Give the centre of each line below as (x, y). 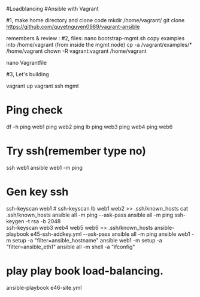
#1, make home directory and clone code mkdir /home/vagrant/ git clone (96, 20)
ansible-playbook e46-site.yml (44, 287)
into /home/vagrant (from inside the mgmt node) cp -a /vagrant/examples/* (99, 45)
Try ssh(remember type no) (76, 151)
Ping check (34, 110)
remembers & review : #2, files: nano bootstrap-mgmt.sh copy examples (96, 38)
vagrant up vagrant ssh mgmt (43, 86)
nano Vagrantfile (26, 63)
